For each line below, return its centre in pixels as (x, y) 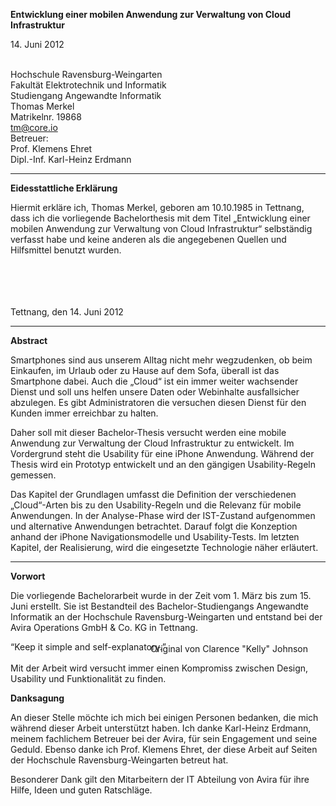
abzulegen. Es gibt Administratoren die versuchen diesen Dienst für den (158, 402)
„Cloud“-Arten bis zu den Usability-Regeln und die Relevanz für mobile (156, 505)
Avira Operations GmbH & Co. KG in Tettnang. (104, 627)
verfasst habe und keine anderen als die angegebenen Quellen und (148, 239)
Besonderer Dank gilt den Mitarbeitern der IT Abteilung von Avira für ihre (160, 779)
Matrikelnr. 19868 (46, 117)
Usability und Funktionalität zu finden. (88, 678)
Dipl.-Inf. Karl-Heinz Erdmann (71, 159)
